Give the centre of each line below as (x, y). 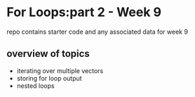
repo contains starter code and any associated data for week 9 (97, 32)
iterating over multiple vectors (60, 70)
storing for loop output (49, 78)
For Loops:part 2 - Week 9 (84, 12)
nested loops (35, 86)
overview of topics (48, 54)
